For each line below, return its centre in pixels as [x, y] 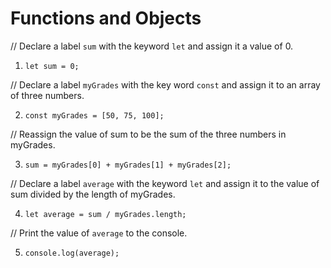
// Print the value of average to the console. [99, 233]
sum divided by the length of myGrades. [93, 194]
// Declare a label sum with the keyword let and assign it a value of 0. [152, 46]
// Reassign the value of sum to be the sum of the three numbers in [148, 134]
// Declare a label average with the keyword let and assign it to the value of [165, 183]
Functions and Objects [106, 18]
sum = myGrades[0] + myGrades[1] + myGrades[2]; [128, 165]
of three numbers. [47, 95]
